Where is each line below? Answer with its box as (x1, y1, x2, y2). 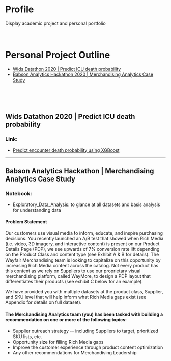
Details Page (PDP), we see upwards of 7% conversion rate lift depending (5, 246, 160, 252)
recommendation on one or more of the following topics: (5, 317, 127, 323)
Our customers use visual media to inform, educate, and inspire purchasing (5, 230, 163, 236)
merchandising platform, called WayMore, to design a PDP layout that (5, 273, 151, 279)
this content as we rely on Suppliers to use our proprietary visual (5, 268, 141, 274)
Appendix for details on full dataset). (5, 299, 82, 305)
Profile (5, 4, 34, 15)
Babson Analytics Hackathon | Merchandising (5, 167, 154, 175)
